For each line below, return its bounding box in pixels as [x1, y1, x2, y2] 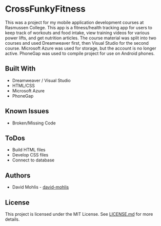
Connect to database [12, 157, 55, 163]
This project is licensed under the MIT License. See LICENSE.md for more [5, 211, 153, 217]
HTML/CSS [12, 83, 35, 88]
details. [5, 216, 20, 222]
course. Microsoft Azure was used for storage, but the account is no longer [5, 45, 157, 51]
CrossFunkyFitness [5, 3, 86, 15]
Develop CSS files [12, 152, 49, 158]
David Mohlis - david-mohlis [12, 184, 69, 190]
